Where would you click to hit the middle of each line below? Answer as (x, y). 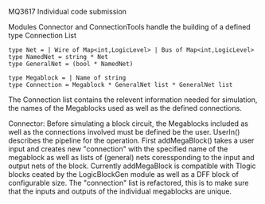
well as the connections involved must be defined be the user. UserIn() (124, 132)
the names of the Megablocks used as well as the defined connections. (125, 108)
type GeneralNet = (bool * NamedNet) (71, 64)
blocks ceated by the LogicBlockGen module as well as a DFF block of (123, 174)
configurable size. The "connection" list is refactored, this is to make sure (129, 183)
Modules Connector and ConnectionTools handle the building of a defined (129, 27)
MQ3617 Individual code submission (68, 12)
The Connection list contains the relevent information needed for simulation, (133, 100)
